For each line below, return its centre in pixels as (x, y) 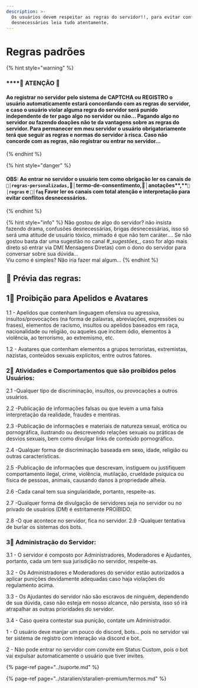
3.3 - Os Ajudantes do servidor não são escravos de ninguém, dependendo (98, 597)
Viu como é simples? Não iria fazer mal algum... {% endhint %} (82, 260)
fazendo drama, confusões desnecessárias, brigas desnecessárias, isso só (98, 229)
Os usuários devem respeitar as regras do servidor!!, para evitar (96, 17)
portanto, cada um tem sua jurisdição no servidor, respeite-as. (82, 561)
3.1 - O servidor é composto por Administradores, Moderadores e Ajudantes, (99, 555)
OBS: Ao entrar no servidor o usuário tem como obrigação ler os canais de (99, 179)
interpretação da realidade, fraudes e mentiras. (63, 415)
